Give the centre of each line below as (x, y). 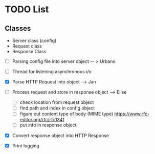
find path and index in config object (57, 108)
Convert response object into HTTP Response (61, 135)
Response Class (29, 51)
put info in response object (48, 125)
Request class (27, 46)
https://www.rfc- (132, 114)
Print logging (26, 146)
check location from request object (57, 102)
